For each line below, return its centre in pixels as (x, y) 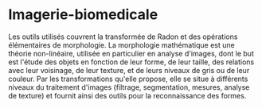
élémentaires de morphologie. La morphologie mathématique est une (121, 44)
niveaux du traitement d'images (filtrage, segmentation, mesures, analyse (129, 87)
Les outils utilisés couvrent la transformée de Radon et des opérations (123, 37)
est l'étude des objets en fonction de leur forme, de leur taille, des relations (131, 62)
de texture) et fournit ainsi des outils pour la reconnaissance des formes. (127, 95)
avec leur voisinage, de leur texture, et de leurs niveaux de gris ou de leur (129, 70)
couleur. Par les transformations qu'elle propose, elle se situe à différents (128, 79)
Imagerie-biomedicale (83, 15)
